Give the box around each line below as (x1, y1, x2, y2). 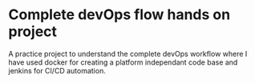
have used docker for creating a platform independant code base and (8, 57, 238, 67)
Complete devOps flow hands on (8, 6, 231, 24)
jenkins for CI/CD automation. (8, 65, 106, 75)
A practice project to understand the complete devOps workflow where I (8, 49, 248, 58)
